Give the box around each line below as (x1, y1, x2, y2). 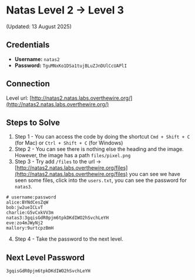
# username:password (6, 194, 57, 200)
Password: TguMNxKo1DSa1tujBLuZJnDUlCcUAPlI (14, 62, 127, 69)
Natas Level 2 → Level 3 (6, 4, 125, 17)
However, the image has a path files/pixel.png (14, 152, 131, 159)
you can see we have (129, 171, 180, 178)
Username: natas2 (14, 55, 60, 62)
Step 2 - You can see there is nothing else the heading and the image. (14, 146, 184, 153)
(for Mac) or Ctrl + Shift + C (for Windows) (14, 139, 123, 147)
